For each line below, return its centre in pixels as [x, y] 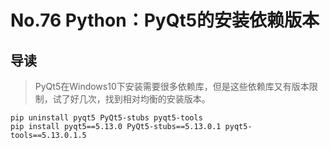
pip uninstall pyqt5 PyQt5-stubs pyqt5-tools [106, 118]
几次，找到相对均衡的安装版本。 [144, 99]
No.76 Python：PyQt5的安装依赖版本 [165, 20]
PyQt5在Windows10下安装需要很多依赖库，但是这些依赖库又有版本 [172, 86]
